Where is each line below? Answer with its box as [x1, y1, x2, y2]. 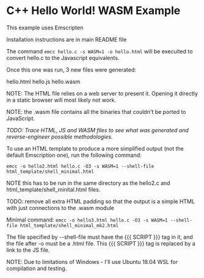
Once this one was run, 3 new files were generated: [6, 66, 136, 73]
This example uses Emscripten [6, 24, 84, 31]
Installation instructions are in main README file [6, 36, 127, 43]
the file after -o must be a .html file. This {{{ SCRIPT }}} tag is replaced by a [6, 239, 195, 247]
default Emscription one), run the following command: [6, 151, 142, 159]
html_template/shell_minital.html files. [6, 186, 101, 193]
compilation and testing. [6, 265, 67, 272]
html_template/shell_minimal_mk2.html [20, 222, 119, 228]
